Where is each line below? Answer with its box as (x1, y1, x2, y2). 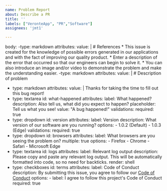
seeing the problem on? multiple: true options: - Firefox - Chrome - (12, 138, 150, 144)
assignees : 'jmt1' (5, 26, 43, 31)
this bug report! (12, 91, 45, 96)
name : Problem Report (5, 7, 50, 12)
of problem (5, 76, 28, 82)
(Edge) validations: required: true (12, 127, 81, 133)
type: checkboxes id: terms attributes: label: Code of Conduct (12, 165, 140, 171)
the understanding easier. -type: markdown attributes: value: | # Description (5, 70, 162, 76)
